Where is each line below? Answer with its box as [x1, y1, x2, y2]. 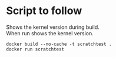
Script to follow [6, 4, 82, 18]
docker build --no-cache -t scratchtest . [6, 41, 112, 47]
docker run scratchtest [6, 46, 65, 52]
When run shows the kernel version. [6, 29, 94, 36]
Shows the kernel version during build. [6, 24, 100, 31]
